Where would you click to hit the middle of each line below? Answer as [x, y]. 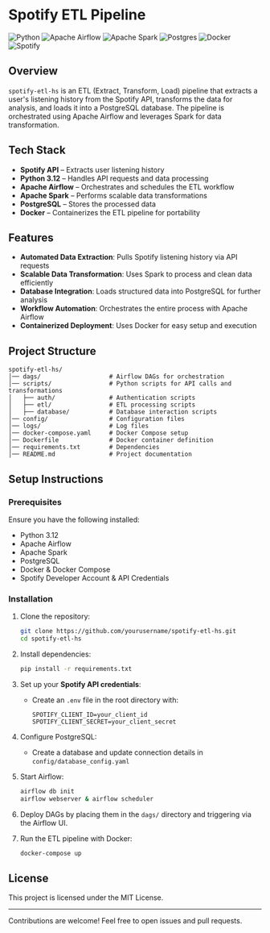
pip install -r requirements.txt [76, 669]
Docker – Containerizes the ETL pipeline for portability [110, 212]
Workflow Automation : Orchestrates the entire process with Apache [133, 309]
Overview [33, 71]
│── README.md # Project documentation [100, 454]
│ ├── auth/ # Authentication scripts [102, 398]
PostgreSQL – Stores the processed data [88, 204]
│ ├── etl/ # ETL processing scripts [102, 405]
